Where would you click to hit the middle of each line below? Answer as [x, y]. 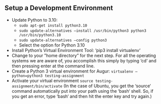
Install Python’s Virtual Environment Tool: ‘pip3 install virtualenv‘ [76, 50]
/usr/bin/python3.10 [40, 35]
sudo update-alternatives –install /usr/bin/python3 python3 [82, 31]
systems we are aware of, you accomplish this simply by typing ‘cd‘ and [84, 60]
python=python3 [27, 76]
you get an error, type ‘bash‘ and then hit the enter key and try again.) [82, 96]
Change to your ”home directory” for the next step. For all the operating [84, 55]
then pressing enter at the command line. [53, 66]
